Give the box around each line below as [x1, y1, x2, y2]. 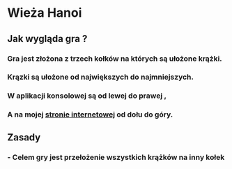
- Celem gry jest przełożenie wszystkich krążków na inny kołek [7, 152, 225, 162]
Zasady [7, 131, 41, 143]
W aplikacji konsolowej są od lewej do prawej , [7, 91, 167, 101]
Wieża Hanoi [7, 5, 82, 21]
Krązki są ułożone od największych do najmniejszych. [7, 72, 194, 82]
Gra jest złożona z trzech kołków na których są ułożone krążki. [7, 54, 223, 64]
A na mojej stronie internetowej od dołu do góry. [7, 110, 173, 119]
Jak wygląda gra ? [7, 33, 88, 45]
